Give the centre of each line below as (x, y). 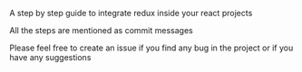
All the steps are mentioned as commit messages (101, 30)
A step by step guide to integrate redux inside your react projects (131, 13)
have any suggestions (50, 57)
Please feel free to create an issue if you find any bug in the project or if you (151, 48)
